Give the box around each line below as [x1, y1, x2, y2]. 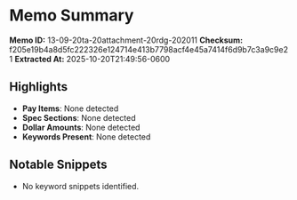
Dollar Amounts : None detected [21, 122, 140, 132]
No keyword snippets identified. [21, 180, 140, 191]
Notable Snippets [9, 157, 108, 172]
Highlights [9, 79, 68, 94]
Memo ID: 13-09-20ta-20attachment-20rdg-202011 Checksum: [9, 35, 243, 45]
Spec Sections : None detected [21, 112, 136, 123]
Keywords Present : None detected [21, 131, 151, 142]
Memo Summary [9, 5, 134, 26]
